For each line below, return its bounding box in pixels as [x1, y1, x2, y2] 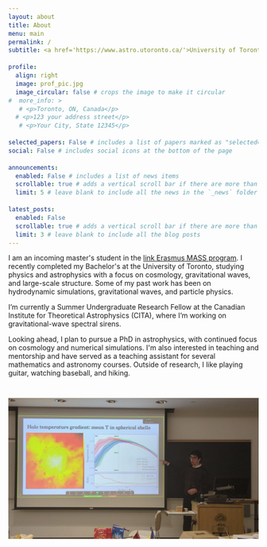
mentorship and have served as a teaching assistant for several [8, 352, 216, 361]
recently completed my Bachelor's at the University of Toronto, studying [8, 262, 245, 272]
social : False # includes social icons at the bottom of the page [8, 147, 233, 155]
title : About [8, 21, 52, 29]
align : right [15, 71, 59, 79]
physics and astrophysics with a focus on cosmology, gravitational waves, [8, 270, 251, 279]
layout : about [8, 13, 56, 21]
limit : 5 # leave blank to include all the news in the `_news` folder [15, 189, 258, 197]
